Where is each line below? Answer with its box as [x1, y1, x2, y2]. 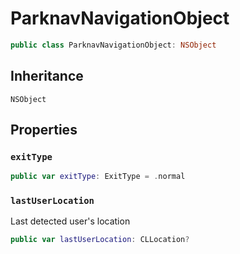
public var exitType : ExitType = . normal [10, 172, 186, 182]
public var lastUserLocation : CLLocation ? [10, 235, 190, 245]
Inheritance [10, 68, 84, 85]
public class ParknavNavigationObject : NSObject [10, 40, 217, 50]
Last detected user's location [10, 215, 131, 227]
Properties [10, 122, 78, 139]
